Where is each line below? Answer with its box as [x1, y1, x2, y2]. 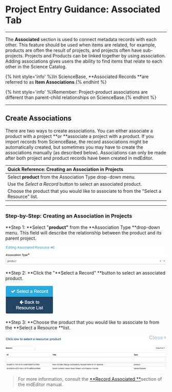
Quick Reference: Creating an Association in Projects [7, 166, 124, 172]
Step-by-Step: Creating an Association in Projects [5, 212, 132, 220]
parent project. [5, 235, 37, 241]
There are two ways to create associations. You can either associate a [5, 127, 153, 134]
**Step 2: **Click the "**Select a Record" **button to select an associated [5, 269, 165, 276]
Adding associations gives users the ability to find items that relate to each [5, 58, 163, 64]
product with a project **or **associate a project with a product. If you [5, 133, 154, 139]
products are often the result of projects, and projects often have [5, 47, 142, 53]
